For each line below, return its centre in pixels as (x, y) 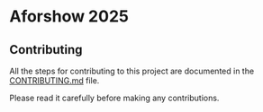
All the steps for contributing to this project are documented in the (132, 71)
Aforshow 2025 (69, 17)
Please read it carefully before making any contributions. (114, 98)
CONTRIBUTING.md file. (54, 81)
